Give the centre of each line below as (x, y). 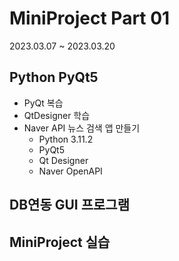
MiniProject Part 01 (90, 18)
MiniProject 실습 (60, 242)
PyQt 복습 (43, 103)
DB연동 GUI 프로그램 (69, 205)
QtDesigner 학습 (57, 115)
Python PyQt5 (54, 77)
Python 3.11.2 (66, 139)
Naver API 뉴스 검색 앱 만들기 (82, 128)
